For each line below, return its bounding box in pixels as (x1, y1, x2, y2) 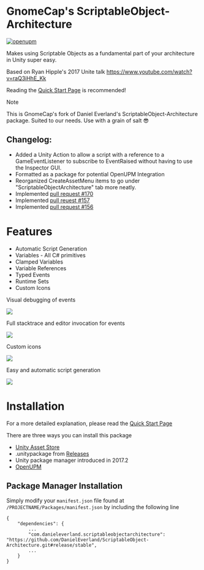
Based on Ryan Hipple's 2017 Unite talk (6, 68, 105, 75)
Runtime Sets (15, 278, 49, 285)
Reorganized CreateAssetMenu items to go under (15, 177, 140, 184)
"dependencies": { (17, 521, 64, 527)
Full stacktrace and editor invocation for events (6, 319, 126, 327)
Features (6, 224, 53, 238)
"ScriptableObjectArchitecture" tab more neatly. (15, 183, 137, 191)
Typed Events (15, 271, 50, 278)
